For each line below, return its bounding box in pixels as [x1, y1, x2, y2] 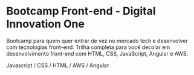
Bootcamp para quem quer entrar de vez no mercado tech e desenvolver [6, 37, 189, 44]
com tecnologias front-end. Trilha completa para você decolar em [6, 44, 170, 51]
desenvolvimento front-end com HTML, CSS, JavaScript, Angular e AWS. [6, 50, 189, 57]
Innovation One [6, 17, 85, 31]
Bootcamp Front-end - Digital [6, 4, 156, 18]
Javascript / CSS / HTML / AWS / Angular [6, 62, 109, 69]
